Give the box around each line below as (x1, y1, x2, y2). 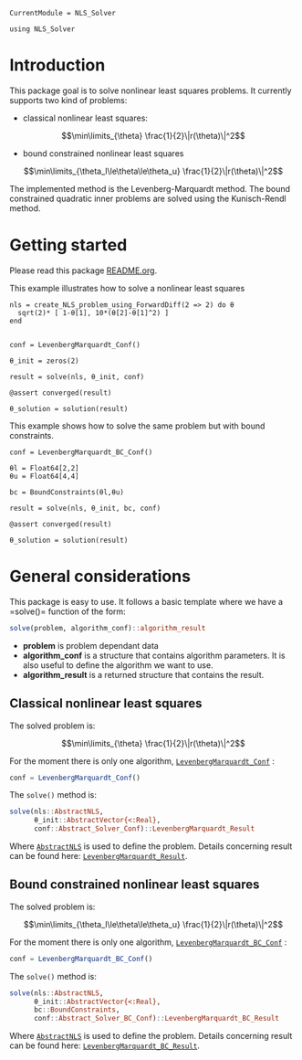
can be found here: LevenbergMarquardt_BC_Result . (9, 1040, 201, 1051)
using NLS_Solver (9, 25, 76, 34)
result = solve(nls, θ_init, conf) (9, 372, 145, 381)
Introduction (9, 55, 106, 76)
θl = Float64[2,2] (9, 463, 79, 472)
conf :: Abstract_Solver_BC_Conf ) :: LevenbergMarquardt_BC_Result (33, 1014, 280, 1023)
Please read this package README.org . (9, 265, 158, 276)
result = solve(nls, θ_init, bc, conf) (9, 503, 161, 513)
